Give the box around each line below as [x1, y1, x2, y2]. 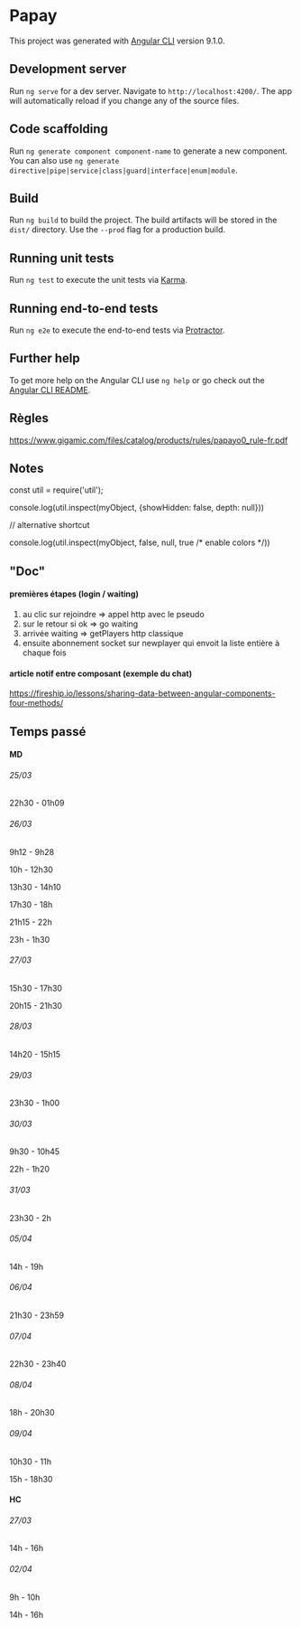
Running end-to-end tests [9, 300, 159, 316]
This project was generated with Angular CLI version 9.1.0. [9, 35, 225, 46]
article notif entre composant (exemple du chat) [9, 668, 192, 679]
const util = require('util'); [9, 484, 104, 495]
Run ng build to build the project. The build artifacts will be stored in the [9, 214, 278, 226]
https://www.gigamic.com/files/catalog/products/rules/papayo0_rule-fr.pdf [9, 435, 288, 446]
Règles [9, 410, 50, 426]
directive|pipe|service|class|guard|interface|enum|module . [9, 165, 238, 175]
